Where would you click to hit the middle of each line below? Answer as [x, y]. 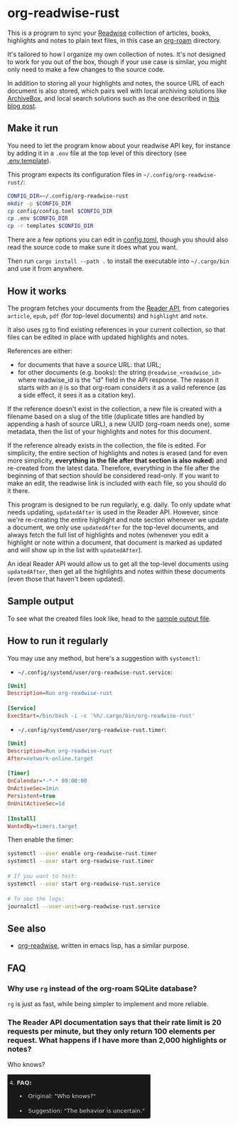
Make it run [33, 129]
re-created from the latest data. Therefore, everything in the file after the [114, 468]
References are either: [40, 351]
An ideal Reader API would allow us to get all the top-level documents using [118, 564]
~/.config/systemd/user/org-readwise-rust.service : [95, 672]
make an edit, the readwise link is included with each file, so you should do [117, 483]
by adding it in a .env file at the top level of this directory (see [97, 153]
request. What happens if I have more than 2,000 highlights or [117, 1040]
